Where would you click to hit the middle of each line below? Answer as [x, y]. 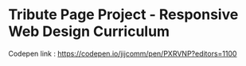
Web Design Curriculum [89, 31]
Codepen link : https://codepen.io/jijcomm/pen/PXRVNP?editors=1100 [123, 53]
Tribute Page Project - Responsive [123, 15]
